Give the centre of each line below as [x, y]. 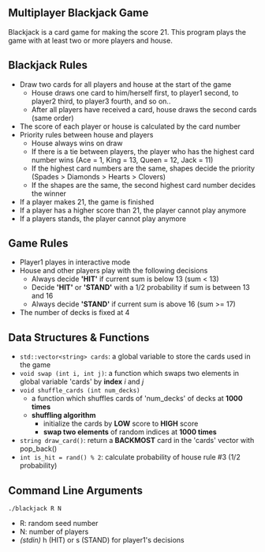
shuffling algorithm [63, 415]
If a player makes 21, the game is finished [87, 201]
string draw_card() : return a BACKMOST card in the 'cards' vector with [137, 441]
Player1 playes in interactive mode [75, 262]
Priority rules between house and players [86, 134]
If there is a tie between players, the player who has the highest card [143, 151]
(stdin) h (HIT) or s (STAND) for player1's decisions [102, 540]
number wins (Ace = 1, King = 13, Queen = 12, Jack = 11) [122, 160]
